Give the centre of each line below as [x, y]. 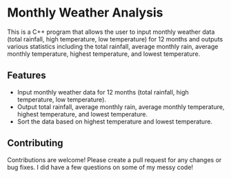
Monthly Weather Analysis [85, 13]
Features [27, 76]
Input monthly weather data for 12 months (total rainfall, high [103, 92]
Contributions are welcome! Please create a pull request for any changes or [114, 159]
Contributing [35, 143]
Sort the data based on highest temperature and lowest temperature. [114, 121]
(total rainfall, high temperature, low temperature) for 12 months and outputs [115, 39]
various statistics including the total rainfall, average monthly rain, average [113, 46]
